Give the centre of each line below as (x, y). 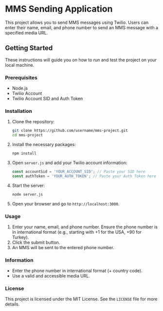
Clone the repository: (33, 122)
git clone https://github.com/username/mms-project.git (70, 131)
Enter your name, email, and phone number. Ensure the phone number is (85, 227)
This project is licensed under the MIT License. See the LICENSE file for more (81, 299)
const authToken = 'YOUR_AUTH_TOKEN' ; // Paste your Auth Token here (84, 176)
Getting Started (29, 48)
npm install (24, 154)
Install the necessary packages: (44, 145)
